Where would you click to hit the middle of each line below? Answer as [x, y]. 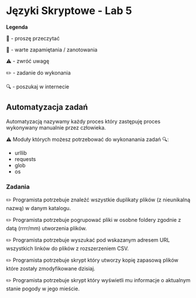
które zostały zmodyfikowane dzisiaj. [51, 269]
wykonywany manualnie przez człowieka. [56, 128]
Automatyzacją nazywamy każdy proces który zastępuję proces [83, 121]
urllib [21, 153]
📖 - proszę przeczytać [33, 38]
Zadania [18, 187]
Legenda [17, 27]
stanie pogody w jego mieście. [43, 289]
